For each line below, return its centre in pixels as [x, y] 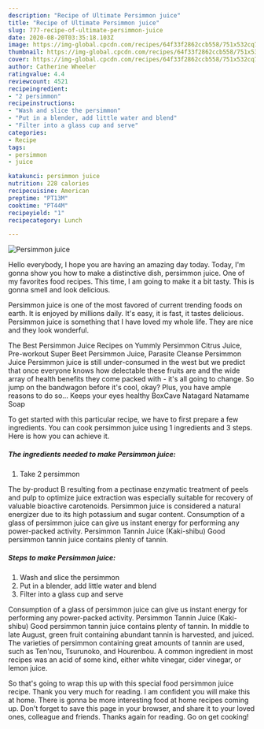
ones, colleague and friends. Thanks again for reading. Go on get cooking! [128, 717]
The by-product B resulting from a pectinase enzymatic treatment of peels [128, 489]
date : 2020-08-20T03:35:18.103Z [61, 37]
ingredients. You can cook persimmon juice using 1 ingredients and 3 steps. [130, 428]
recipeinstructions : [42, 103]
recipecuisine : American [49, 191]
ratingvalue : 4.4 [37, 74]
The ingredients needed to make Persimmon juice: [92, 454]
